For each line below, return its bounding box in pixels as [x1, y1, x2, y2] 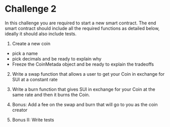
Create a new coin [12, 40, 51, 46]
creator [12, 107, 28, 113]
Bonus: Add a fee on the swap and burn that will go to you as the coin [12, 101, 158, 107]
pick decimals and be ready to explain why [12, 55, 102, 61]
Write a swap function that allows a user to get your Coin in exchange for [12, 71, 165, 77]
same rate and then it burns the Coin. [12, 91, 90, 98]
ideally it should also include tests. [5, 30, 77, 37]
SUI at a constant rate [12, 76, 58, 82]
